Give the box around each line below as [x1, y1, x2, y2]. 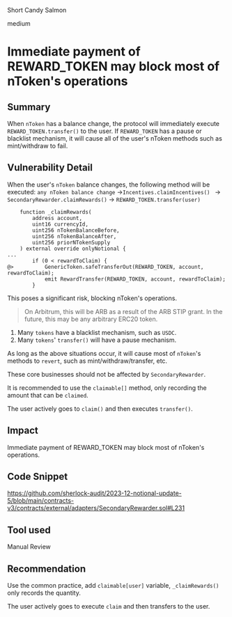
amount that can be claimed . [7, 391, 88, 399]
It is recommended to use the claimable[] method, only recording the [7, 383, 207, 392]
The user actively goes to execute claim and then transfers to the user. [7, 602, 210, 611]
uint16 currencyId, [32, 221, 89, 228]
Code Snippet [7, 471, 68, 483]
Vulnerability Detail [7, 162, 93, 173]
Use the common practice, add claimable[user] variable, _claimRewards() [7, 581, 219, 590]
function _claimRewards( [20, 208, 92, 215]
